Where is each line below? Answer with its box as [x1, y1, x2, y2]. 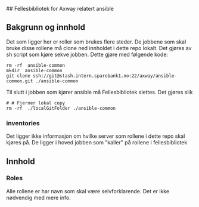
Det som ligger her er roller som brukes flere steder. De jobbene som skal [6, 38, 186, 45]
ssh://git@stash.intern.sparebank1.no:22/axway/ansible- [32, 73, 178, 79]
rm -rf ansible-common [6, 62, 66, 68]
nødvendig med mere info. [6, 194, 71, 201]
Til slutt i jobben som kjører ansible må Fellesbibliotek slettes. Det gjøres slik [6, 88, 193, 95]
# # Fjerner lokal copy [6, 100, 66, 106]
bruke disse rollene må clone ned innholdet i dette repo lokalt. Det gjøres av [6, 44, 192, 51]
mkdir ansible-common [6, 67, 63, 73]
